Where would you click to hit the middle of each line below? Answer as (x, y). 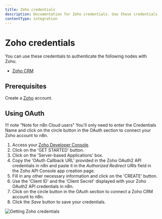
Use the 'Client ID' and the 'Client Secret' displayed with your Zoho (79, 181)
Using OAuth (25, 113)
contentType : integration (31, 19)
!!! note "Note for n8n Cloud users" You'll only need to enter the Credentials (81, 125)
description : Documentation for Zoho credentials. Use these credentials (81, 14)
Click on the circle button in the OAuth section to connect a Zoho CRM (82, 191)
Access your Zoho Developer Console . (51, 145)
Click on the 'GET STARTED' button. (48, 150)
